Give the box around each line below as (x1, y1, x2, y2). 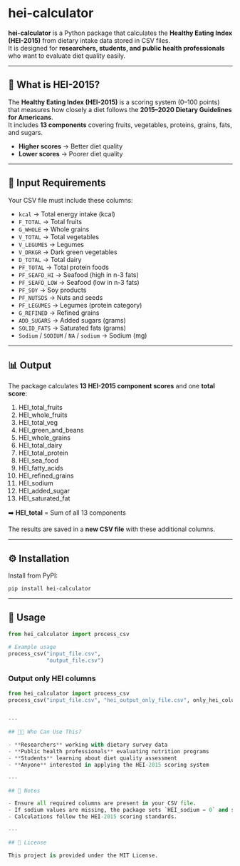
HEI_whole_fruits (18, 411, 68, 419)
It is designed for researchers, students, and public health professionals (8, 44, 225, 52)
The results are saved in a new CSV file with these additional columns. (8, 525, 216, 533)
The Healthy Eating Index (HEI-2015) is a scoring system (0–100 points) (8, 98, 220, 106)
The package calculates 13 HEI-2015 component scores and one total (8, 382, 216, 391)
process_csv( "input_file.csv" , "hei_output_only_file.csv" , (8, 696, 191, 704)
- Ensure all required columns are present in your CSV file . (8, 800, 197, 807)
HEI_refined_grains (18, 471, 74, 480)
